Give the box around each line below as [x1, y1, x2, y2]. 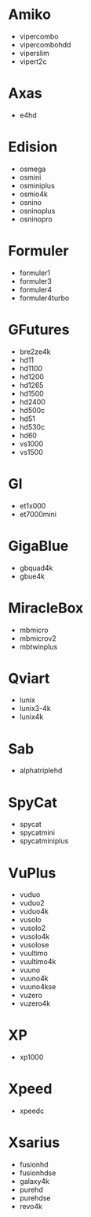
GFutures [8, 321, 70, 338]
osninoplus [19, 206, 56, 215]
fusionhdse [19, 1168, 56, 1178]
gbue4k [19, 571, 45, 581]
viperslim [19, 48, 49, 58]
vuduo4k [19, 906, 49, 916]
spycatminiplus [19, 836, 69, 846]
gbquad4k [19, 563, 53, 572]
